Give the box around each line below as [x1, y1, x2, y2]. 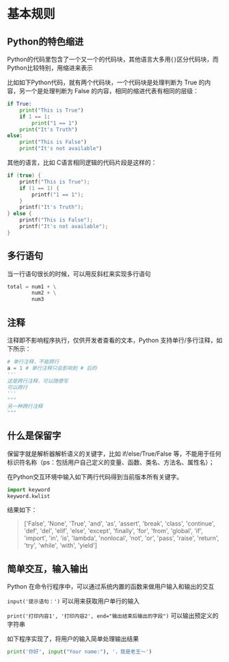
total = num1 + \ [7, 283, 57, 290]
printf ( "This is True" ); [19, 178, 90, 185]
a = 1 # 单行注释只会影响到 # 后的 [7, 365, 97, 371]
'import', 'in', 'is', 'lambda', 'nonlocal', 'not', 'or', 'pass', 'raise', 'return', [23, 534, 219, 542]
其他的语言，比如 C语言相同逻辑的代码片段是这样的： [7, 158, 157, 167]
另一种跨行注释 [7, 403, 43, 410]
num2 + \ [31, 289, 57, 297]
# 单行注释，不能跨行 [7, 358, 59, 365]
